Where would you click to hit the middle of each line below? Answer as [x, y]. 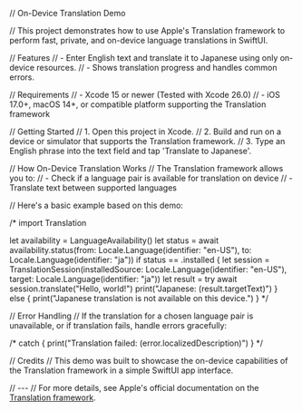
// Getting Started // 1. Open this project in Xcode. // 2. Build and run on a [146, 132]
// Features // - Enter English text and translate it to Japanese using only [144, 58]
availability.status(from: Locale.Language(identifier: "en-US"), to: [131, 250]
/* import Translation [48, 223]
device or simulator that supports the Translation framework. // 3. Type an [147, 141]
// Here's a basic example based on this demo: [97, 205]
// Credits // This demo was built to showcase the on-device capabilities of [149, 361]
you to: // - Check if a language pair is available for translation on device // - [151, 178]
